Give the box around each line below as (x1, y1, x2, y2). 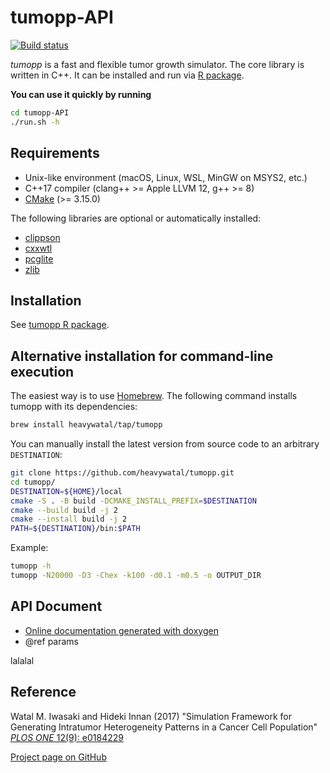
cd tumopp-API (10, 107, 70, 118)
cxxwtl (24, 242, 53, 254)
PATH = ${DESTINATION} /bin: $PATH (10, 524, 141, 534)
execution (10, 363, 75, 380)
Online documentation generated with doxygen (24, 624, 219, 636)
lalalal (10, 654, 35, 666)
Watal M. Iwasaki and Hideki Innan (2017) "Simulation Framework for (10, 710, 293, 722)
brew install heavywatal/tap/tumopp (10, 420, 163, 430)
